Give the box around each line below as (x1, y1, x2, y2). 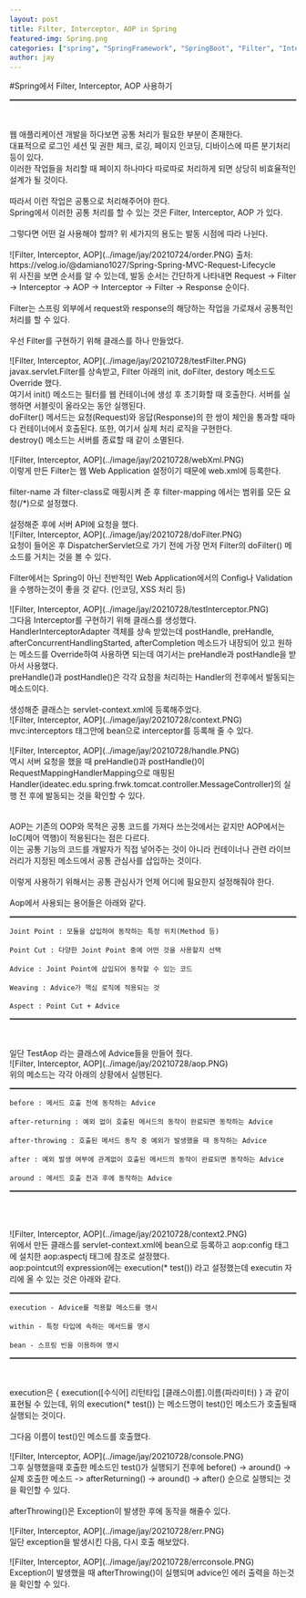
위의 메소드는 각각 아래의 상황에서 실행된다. (9, 1069, 163, 1080)
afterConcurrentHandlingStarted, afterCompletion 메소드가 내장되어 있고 (9, 638, 276, 649)
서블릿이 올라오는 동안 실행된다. (33, 400, 146, 411)
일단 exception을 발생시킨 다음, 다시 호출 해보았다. (9, 1537, 189, 1548)
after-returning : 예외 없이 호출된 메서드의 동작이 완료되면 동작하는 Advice (9, 1117, 273, 1126)
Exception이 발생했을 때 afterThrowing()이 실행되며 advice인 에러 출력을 (9, 1567, 270, 1578)
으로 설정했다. (29, 498, 79, 509)
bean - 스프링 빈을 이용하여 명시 (9, 1341, 119, 1350)
